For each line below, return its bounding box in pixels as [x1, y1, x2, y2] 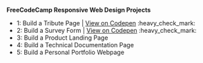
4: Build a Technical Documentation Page [16, 41, 134, 49]
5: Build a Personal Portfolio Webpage [16, 48, 125, 56]
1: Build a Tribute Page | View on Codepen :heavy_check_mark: [16, 19, 196, 27]
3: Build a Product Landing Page [16, 34, 108, 42]
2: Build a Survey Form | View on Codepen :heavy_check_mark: [16, 27, 197, 34]
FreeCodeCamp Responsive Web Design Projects [6, 6, 151, 14]
